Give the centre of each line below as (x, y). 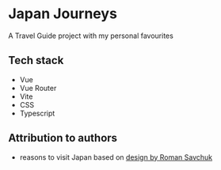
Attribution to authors (63, 138)
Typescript (37, 113)
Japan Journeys (63, 14)
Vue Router (38, 88)
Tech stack (36, 60)
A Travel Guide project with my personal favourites (91, 36)
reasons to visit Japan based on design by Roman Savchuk (116, 157)
